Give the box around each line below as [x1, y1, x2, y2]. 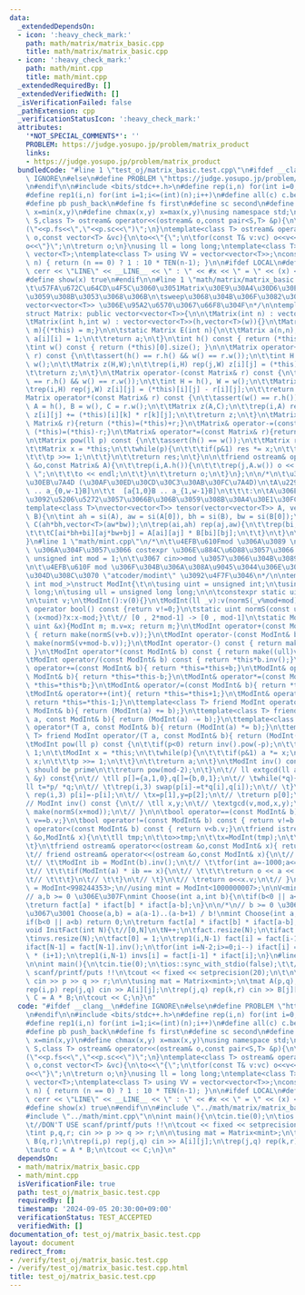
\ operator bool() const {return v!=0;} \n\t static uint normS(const [25, 605, 290, 614]
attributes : [17, 124, 64, 133]
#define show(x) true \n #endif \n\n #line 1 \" [25, 275, 197, 284]
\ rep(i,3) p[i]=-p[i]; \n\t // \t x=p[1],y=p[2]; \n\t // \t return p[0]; [25, 791, 295, 800]
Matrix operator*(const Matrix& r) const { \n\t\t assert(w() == [25, 393, 271, 403]
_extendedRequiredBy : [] [17, 81, 112, 90]
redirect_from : [9, 1247, 67, 1256]
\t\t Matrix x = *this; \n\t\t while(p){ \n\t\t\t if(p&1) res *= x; [25, 444, 274, 453]
